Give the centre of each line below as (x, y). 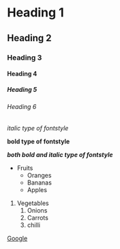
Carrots (38, 217)
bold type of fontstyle (39, 141)
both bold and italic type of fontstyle (60, 154)
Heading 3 (25, 58)
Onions (37, 210)
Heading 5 (22, 89)
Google (17, 238)
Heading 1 (36, 13)
